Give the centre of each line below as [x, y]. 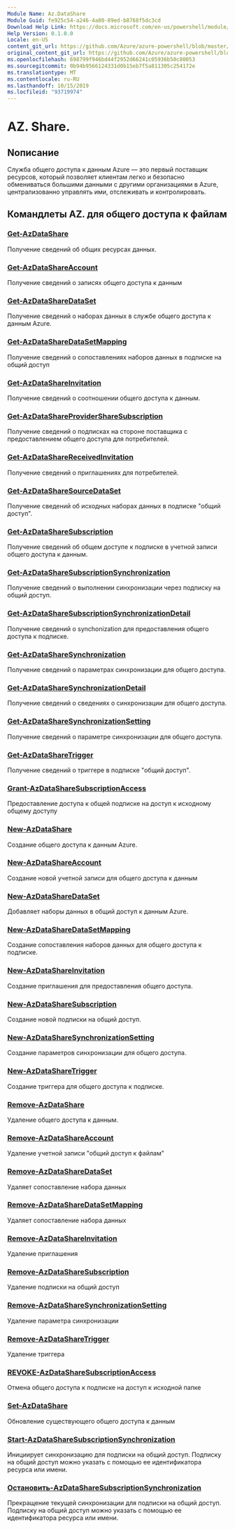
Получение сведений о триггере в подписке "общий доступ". [99, 770]
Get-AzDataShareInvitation [54, 383]
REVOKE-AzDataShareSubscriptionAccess [81, 1372]
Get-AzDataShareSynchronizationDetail [77, 688]
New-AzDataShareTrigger [52, 1071]
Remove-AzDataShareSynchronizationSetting [87, 1305]
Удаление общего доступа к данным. [63, 1120]
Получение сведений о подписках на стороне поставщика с [98, 432]
